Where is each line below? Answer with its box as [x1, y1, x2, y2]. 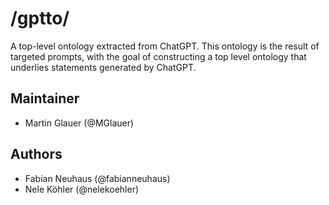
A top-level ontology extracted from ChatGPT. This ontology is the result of [10, 40, 320, 52]
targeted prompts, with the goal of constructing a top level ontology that [10, 50, 307, 62]
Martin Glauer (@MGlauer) [24, 117, 135, 129]
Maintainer [10, 90, 80, 107]
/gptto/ [10, 7, 70, 30]
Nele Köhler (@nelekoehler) [24, 183, 140, 195]
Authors [10, 146, 63, 163]
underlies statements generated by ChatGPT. [10, 61, 197, 73]
